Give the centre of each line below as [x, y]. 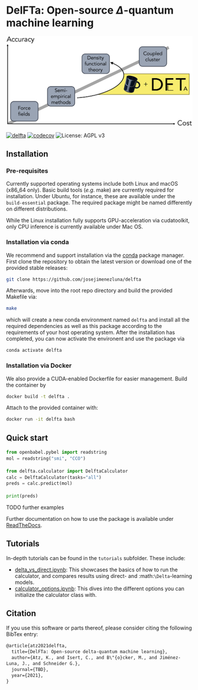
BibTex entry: [22, 634]
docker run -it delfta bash [41, 419]
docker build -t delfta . [38, 396]
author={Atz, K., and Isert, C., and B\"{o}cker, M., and [85, 657]
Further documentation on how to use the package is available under [90, 519]
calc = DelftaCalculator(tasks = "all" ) [54, 477]
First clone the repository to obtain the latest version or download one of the [99, 261]
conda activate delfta [34, 351]
